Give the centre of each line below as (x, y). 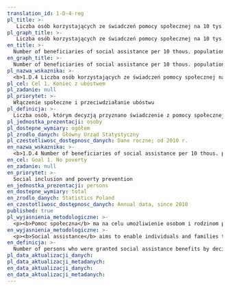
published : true (30, 211)
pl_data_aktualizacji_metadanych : (56, 262)
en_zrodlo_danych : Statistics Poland (61, 198)
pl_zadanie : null (32, 90)
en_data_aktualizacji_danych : (50, 268)
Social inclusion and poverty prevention (73, 179)
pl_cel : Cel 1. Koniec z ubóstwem (56, 84)
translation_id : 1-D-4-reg (46, 13)
